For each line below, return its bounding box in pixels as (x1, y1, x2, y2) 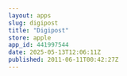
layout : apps (8, 11, 52, 20)
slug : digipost (8, 19, 59, 27)
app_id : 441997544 (8, 41, 69, 49)
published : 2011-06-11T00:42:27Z (8, 56, 119, 64)
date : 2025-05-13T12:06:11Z (8, 48, 102, 56)
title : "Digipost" (8, 26, 69, 34)
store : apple (8, 33, 52, 42)
